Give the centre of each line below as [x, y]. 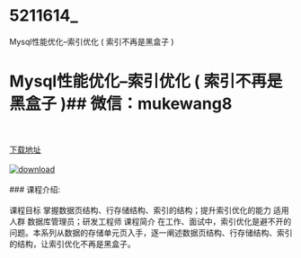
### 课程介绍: [35, 189]
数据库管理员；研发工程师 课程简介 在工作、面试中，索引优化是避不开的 [159, 221]
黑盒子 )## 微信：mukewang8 [121, 104]
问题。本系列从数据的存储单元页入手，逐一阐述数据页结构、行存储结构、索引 [151, 232]
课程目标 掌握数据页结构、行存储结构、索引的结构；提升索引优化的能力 [140, 210]
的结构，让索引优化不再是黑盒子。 [72, 244]
